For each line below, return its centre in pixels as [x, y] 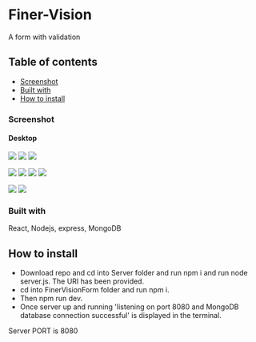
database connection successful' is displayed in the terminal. [120, 315]
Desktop [23, 139]
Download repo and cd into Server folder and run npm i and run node [134, 272]
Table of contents [53, 62]
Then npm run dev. [51, 298]
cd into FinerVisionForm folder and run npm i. [94, 289]
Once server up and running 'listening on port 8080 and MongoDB [129, 307]
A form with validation [44, 37]
